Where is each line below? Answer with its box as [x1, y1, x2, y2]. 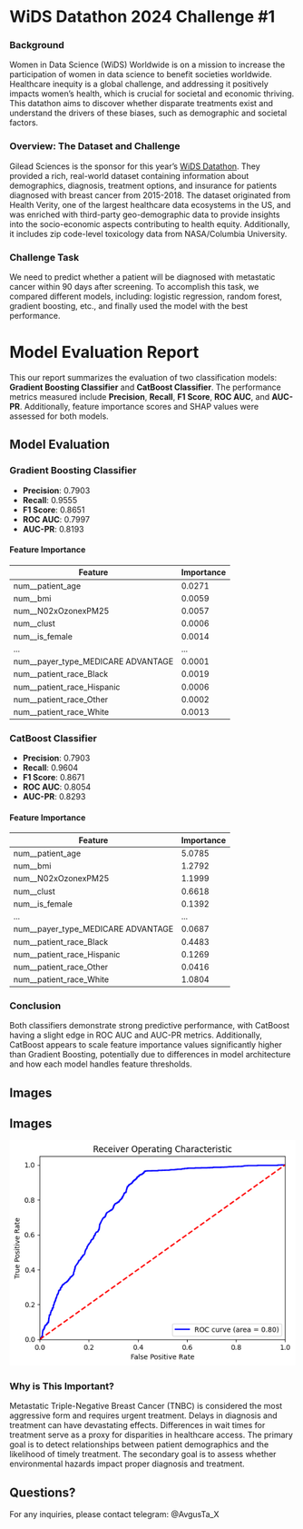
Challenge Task [9, 251, 80, 263]
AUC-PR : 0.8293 [22, 790, 86, 801]
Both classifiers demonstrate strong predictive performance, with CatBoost [9, 1020, 290, 1031]
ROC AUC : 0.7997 [22, 513, 91, 524]
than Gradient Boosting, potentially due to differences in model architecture [9, 1049, 291, 1060]
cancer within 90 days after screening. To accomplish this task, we [9, 282, 259, 293]
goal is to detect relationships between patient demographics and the [9, 1439, 269, 1450]
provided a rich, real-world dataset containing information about [9, 170, 249, 181]
